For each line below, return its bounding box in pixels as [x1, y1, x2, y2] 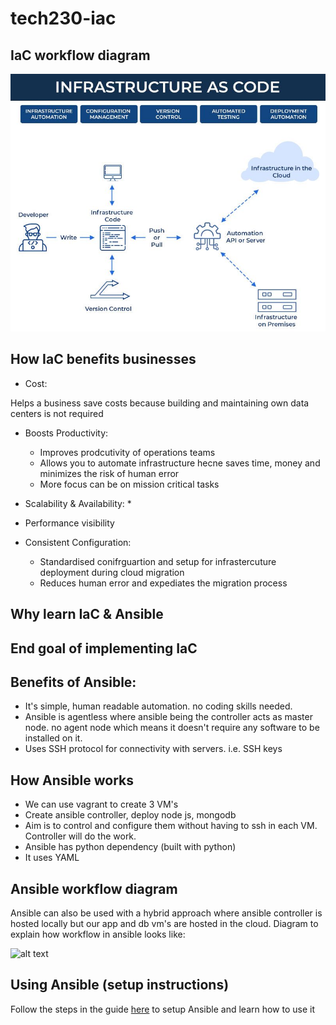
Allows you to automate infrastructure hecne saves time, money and [39, 457, 321, 469]
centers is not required [10, 407, 104, 419]
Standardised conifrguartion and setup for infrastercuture [39, 555, 277, 567]
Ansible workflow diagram [10, 880, 178, 897]
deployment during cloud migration [39, 566, 185, 578]
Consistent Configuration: [24, 536, 132, 548]
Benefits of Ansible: [10, 674, 137, 691]
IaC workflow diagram [10, 47, 151, 64]
